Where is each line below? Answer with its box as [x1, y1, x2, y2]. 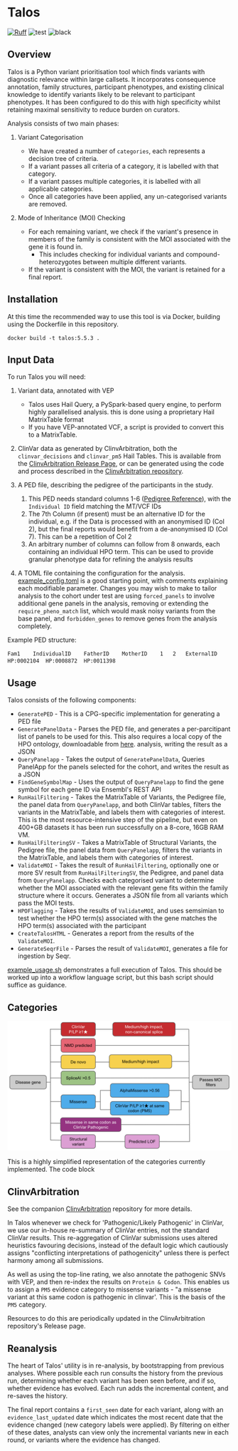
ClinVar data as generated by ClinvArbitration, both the [17, 444, 178, 453]
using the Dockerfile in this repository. [7, 320, 119, 328]
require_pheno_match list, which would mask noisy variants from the [17, 607, 216, 615]
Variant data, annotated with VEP [17, 386, 115, 395]
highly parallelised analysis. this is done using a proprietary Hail [28, 407, 215, 417]
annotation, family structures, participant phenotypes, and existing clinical [7, 83, 225, 91]
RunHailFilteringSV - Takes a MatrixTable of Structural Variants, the [17, 838, 217, 847]
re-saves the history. [7, 1392, 68, 1400]
